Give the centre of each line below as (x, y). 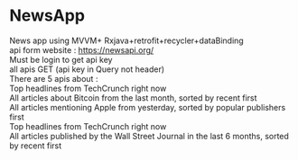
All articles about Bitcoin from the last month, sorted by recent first (133, 98)
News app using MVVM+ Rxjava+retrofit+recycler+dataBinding (126, 40)
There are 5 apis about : (54, 78)
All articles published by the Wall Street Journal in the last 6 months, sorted (149, 136)
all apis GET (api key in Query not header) (87, 69)
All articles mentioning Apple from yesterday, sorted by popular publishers (148, 107)
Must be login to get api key (61, 59)
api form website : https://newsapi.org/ (82, 49)
